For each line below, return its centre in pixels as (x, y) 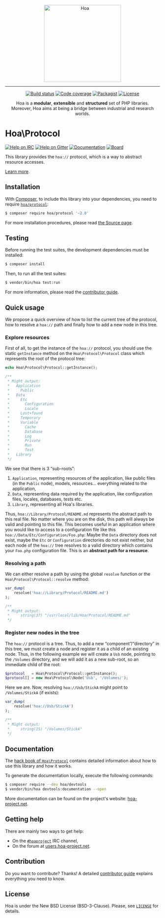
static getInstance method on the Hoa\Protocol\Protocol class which (75, 353)
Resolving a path (26, 563)
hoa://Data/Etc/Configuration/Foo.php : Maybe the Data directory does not (81, 534)
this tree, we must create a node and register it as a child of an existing (77, 649)
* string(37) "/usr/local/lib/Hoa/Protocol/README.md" (69, 616)
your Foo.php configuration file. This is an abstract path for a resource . (77, 550)
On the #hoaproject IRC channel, (45, 841)
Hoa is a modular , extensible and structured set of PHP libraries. (82, 103)
